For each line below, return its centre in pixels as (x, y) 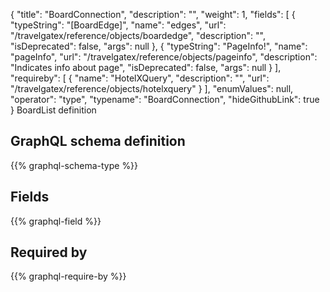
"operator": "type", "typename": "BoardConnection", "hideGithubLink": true (165, 99)
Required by (49, 252)
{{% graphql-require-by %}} (68, 276)
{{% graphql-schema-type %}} (74, 165)
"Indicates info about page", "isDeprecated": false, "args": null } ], (146, 67)
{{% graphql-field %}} (56, 221)
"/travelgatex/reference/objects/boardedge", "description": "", (138, 35)
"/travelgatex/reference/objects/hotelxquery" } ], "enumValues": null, (152, 88)
